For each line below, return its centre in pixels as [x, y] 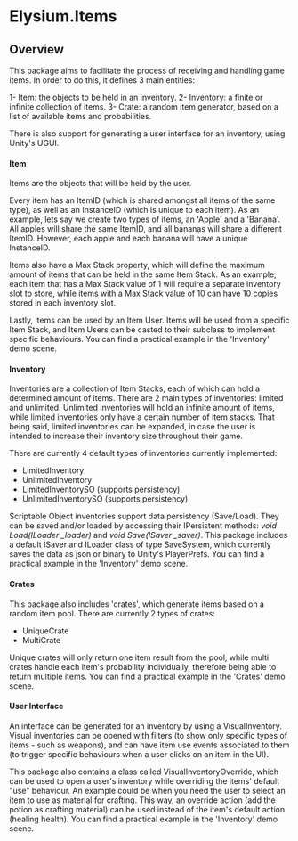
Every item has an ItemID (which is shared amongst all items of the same [142, 200]
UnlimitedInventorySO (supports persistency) [105, 499]
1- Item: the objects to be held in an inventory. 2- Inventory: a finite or [136, 97]
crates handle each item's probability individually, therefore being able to [143, 666]
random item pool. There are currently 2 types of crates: [113, 613]
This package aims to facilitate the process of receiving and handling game [147, 70]
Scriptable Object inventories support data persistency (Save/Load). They [145, 516]
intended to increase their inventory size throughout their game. [126, 436]
